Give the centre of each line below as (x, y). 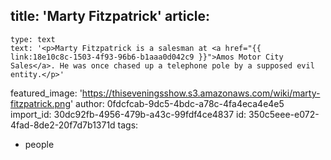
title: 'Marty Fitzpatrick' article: (110, 16)
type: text (33, 39)
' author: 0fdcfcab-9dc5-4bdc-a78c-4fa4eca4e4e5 (177, 103)
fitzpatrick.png (40, 103)
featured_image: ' (46, 93)
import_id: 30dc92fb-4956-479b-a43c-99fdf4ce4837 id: (128, 114)
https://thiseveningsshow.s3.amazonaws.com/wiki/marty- (201, 93)
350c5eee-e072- (284, 114)
